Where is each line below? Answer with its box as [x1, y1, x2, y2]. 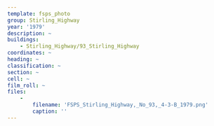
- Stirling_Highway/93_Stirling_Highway [20, 43, 140, 50]
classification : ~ [7, 62, 61, 69]
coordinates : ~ [7, 50, 52, 57]
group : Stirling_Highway [7, 17, 80, 24]
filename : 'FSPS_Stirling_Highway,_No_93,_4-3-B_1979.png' [32, 101, 209, 108]
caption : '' [32, 108, 68, 115]
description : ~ [7, 29, 52, 37]
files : [7, 88, 27, 95]
